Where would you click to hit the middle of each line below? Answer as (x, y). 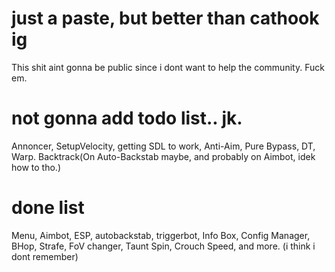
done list (48, 208)
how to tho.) (36, 167)
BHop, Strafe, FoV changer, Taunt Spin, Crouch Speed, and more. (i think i (163, 246)
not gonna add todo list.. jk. (127, 118)
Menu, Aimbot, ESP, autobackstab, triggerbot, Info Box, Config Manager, (161, 235)
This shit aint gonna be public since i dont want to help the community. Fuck (168, 67)
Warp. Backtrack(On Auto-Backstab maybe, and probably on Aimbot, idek (163, 156)
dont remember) (45, 256)
